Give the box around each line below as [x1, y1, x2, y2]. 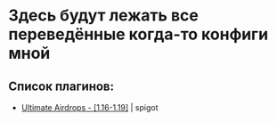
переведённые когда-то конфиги [8, 24, 269, 45]
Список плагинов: [8, 78, 115, 94]
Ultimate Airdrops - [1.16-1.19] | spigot [20, 102, 159, 112]
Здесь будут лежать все [8, 5, 200, 26]
